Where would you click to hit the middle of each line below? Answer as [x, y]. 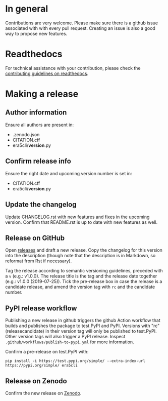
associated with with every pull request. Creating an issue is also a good [80, 28]
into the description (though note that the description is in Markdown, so [80, 256]
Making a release [42, 94]
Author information [36, 113]
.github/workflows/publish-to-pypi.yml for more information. [70, 342]
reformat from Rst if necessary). [39, 261]
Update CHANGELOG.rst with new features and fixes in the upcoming [77, 217]
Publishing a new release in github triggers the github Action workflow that [83, 320]
